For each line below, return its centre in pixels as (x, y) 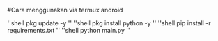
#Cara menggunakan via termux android (65, 10)
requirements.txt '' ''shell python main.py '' (69, 30)
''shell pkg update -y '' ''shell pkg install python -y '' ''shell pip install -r (109, 23)
